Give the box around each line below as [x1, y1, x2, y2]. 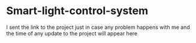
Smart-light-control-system [6, 4, 149, 18]
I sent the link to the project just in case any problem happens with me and [6, 24, 190, 31]
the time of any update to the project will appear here [6, 29, 138, 37]
